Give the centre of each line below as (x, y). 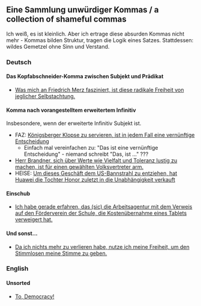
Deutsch (19, 62)
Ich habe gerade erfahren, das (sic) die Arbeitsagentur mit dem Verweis (103, 207)
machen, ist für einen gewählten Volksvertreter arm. (79, 167)
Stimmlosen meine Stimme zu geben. (61, 253)
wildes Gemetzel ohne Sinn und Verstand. (58, 46)
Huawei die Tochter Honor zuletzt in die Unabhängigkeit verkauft (95, 180)
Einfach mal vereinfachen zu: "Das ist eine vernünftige (91, 148)
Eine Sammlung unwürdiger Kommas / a (82, 10)
